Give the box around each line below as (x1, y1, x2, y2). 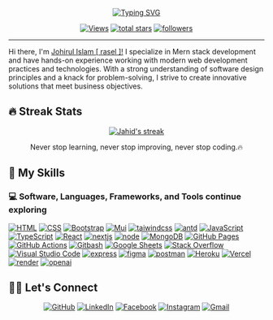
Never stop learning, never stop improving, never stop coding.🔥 (29, 142, 244, 152)
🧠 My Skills (8, 166, 65, 180)
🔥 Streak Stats (8, 105, 83, 119)
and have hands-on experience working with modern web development (8, 55, 248, 65)
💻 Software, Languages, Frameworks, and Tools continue (8, 191, 242, 202)
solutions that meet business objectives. (8, 81, 144, 91)
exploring (8, 204, 47, 215)
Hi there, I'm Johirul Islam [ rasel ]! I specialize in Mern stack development (8, 47, 256, 56)
